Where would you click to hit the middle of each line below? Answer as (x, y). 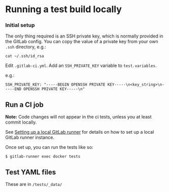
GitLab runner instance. (30, 137)
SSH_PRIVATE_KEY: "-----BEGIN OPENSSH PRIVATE (55, 85)
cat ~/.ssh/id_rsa (25, 56)
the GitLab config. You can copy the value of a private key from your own (82, 42)
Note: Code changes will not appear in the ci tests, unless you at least (78, 117)
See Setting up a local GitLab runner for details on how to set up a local (80, 132)
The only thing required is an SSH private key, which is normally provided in (84, 36)
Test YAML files (31, 172)
